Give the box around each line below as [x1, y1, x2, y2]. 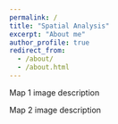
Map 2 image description [9, 104, 101, 115]
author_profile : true [9, 37, 90, 47]
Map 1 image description [9, 87, 100, 98]
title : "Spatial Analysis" [9, 21, 110, 30]
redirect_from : [9, 46, 66, 55]
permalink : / [9, 12, 58, 22]
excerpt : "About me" [9, 29, 87, 38]
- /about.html [17, 63, 70, 72]
